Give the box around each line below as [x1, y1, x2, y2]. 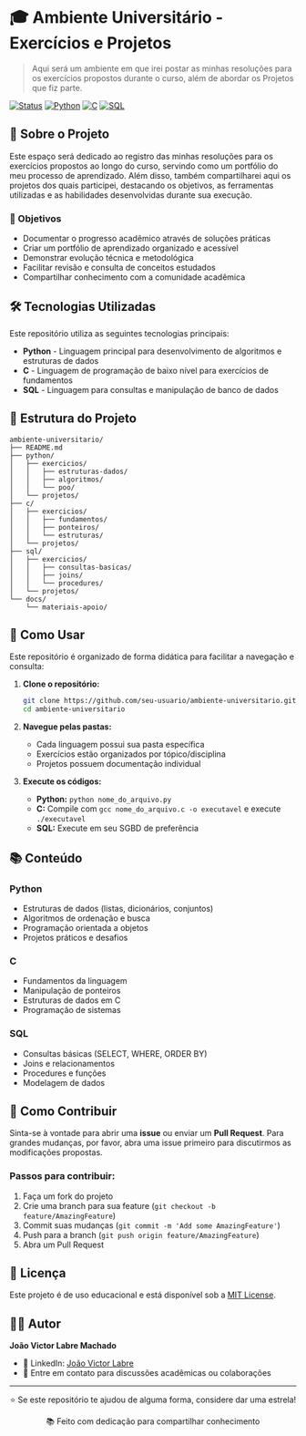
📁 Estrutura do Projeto [9, 411, 137, 427]
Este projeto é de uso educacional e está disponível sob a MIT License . [9, 1289, 276, 1300]
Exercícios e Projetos [9, 33, 172, 54]
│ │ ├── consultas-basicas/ [9, 563, 132, 572]
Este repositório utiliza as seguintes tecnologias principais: [9, 327, 229, 338]
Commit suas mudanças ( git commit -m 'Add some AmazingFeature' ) [22, 1219, 280, 1231]
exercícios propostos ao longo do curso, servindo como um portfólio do [9, 160, 279, 171]
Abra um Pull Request [22, 1239, 105, 1250]
